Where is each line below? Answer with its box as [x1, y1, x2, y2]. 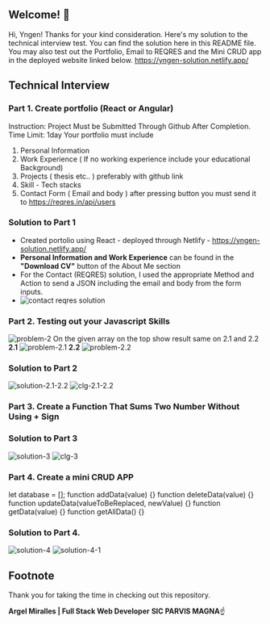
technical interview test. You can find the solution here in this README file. [8, 38, 256, 48]
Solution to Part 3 [8, 433, 78, 444]
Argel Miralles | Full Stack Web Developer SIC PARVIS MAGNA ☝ [8, 606, 226, 616]
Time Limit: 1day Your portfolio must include [8, 130, 154, 140]
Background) [19, 162, 64, 172]
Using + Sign [8, 411, 60, 422]
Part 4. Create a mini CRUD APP [8, 471, 135, 483]
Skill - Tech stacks [19, 179, 82, 190]
